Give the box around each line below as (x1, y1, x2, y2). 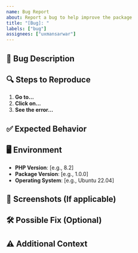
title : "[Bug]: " (6, 20, 50, 26)
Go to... (14, 94, 34, 101)
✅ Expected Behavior (6, 124, 87, 134)
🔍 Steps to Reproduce (6, 75, 91, 85)
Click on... (14, 100, 41, 107)
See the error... (14, 106, 54, 114)
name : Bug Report (6, 8, 50, 15)
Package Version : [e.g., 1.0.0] (14, 170, 88, 177)
